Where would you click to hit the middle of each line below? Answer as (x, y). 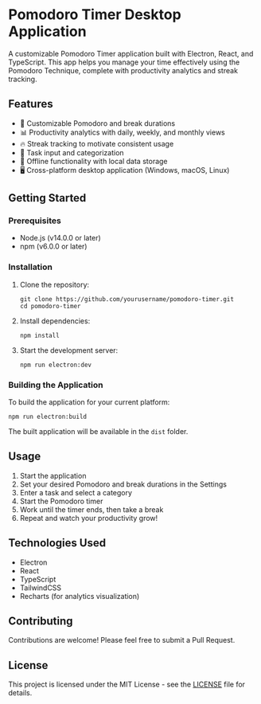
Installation (31, 267)
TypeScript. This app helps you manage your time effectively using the (124, 62)
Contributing (41, 622)
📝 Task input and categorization (72, 152)
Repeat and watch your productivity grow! (89, 518)
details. (20, 693)
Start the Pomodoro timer (61, 501)
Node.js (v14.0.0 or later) (60, 238)
